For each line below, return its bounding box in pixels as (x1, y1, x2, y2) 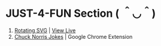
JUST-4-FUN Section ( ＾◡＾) (5, 7, 156, 20)
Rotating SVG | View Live (14, 26, 76, 34)
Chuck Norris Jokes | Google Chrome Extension (14, 33, 133, 40)
